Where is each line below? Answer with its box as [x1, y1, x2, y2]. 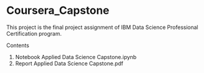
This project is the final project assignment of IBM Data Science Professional [6, 24, 199, 31]
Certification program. [6, 30, 62, 37]
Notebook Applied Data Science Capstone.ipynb [15, 53, 137, 60]
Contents [6, 42, 29, 49]
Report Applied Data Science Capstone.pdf [15, 60, 124, 67]
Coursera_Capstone [6, 4, 110, 17]
